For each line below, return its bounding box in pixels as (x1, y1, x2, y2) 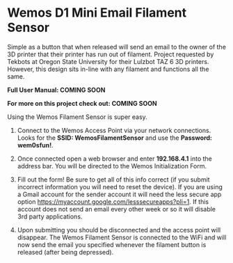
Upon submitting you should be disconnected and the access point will (17, 225, 221, 234)
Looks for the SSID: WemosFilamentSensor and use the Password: (17, 134, 213, 142)
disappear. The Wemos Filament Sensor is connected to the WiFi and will (17, 233, 227, 241)
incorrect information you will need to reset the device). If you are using (17, 182, 223, 191)
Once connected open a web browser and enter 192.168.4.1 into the (17, 154, 212, 163)
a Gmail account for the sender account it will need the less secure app (17, 190, 222, 198)
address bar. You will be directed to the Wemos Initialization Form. (17, 161, 207, 170)
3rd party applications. (17, 212, 83, 221)
